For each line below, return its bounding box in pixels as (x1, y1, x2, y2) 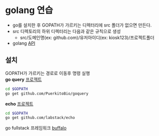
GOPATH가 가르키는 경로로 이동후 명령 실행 (5, 70, 90, 76)
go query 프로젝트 (5, 76, 42, 82)
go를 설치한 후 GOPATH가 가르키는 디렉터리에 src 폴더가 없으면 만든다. (12, 22, 152, 28)
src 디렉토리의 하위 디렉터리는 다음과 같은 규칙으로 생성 (12, 28, 121, 34)
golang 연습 (5, 4, 53, 16)
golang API (12, 40, 36, 46)
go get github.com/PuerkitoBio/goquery (5, 91, 89, 96)
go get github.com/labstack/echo (5, 115, 75, 120)
